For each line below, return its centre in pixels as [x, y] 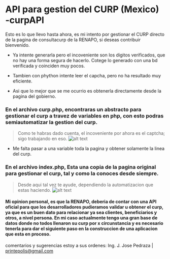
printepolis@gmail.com [29, 251]
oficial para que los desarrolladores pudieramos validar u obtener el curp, [84, 207]
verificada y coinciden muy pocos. [49, 66]
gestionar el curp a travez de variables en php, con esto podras [84, 116]
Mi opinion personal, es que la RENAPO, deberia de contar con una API [81, 202]
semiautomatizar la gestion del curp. [52, 122]
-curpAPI [25, 20]
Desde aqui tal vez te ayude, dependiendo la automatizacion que [86, 185]
